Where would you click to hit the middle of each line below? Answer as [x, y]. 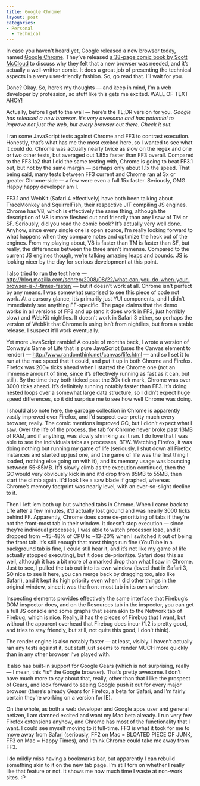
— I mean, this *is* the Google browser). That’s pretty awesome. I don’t [94, 672]
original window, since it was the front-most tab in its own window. [88, 587]
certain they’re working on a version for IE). [59, 698]
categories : [21, 23]
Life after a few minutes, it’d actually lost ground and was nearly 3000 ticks [98, 511]
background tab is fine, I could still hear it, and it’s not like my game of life [96, 549]
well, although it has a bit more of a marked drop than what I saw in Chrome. [100, 562]
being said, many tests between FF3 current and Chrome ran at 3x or [91, 174]
